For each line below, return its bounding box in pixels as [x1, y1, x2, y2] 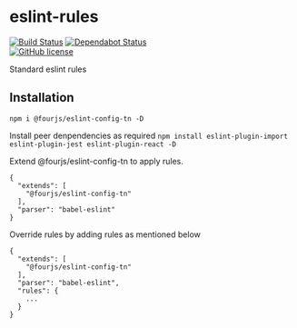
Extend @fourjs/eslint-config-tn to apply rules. [9, 155, 183, 166]
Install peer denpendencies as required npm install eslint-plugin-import [9, 130, 289, 141]
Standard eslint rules [9, 64, 87, 75]
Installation [9, 90, 74, 105]
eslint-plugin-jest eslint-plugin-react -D [9, 139, 177, 149]
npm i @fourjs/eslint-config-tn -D [9, 114, 144, 124]
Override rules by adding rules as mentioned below [9, 229, 202, 240]
